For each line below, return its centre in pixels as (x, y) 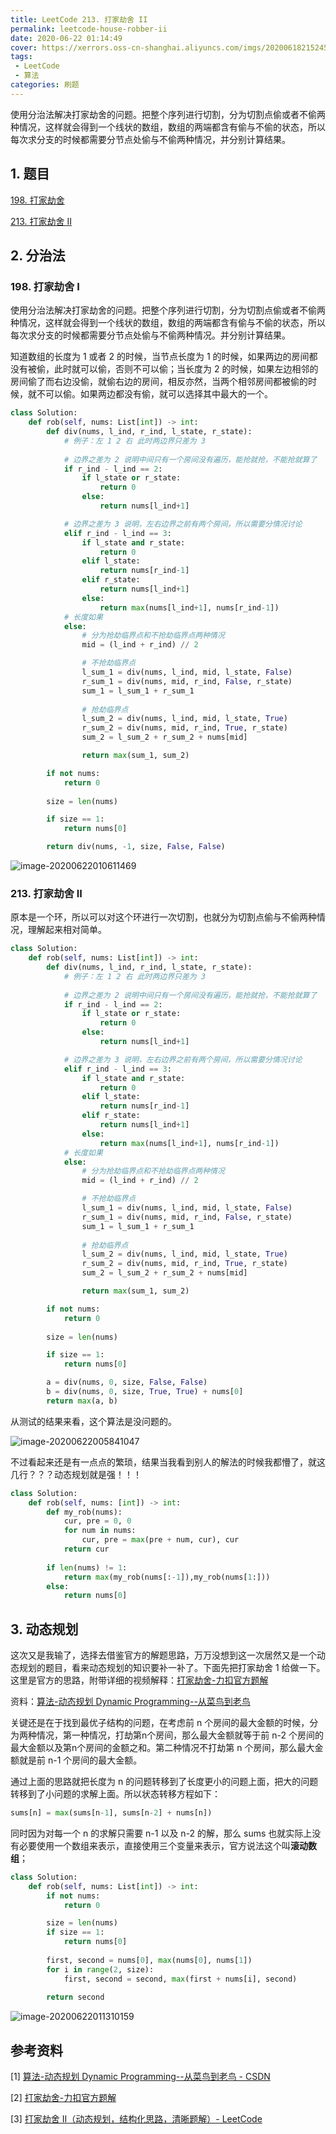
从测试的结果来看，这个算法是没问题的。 (93, 1421)
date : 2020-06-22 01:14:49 (66, 38)
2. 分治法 (38, 255)
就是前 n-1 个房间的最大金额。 (80, 1760)
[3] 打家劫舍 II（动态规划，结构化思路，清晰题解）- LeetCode (136, 2119)
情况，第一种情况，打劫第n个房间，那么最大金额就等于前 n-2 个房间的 (180, 1735)
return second (75, 1997)
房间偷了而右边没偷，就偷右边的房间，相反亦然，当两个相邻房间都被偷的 (159, 382)
